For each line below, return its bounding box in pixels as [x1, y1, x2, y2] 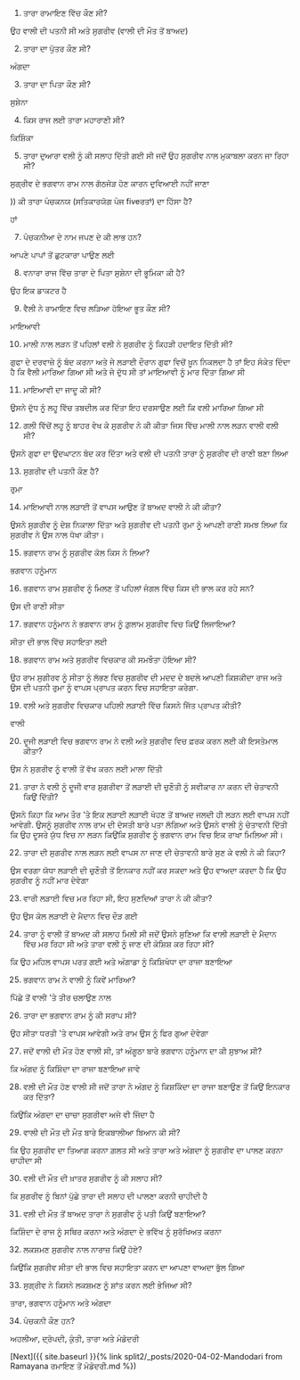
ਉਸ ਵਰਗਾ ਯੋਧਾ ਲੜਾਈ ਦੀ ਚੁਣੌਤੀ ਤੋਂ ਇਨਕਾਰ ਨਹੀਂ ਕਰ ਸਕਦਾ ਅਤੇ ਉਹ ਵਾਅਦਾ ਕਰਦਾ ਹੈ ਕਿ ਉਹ [10, 865, 288, 875]
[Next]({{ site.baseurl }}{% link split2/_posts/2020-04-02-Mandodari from [10, 1351, 283, 1361]
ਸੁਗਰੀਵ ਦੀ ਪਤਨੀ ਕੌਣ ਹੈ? [22, 466, 100, 476]
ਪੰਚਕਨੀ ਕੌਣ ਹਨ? [22, 1316, 75, 1326]
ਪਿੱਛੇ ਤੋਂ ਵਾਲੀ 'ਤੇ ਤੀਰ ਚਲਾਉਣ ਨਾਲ [10, 992, 112, 1003]
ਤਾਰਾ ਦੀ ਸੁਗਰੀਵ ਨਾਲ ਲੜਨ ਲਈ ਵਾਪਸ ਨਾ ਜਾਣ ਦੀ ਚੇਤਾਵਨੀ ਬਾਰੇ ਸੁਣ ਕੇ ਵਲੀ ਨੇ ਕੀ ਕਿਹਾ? [22, 847, 286, 857]
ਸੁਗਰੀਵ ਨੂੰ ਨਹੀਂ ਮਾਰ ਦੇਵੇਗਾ [10, 875, 89, 886]
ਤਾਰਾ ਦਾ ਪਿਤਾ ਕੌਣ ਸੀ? [22, 79, 92, 89]
